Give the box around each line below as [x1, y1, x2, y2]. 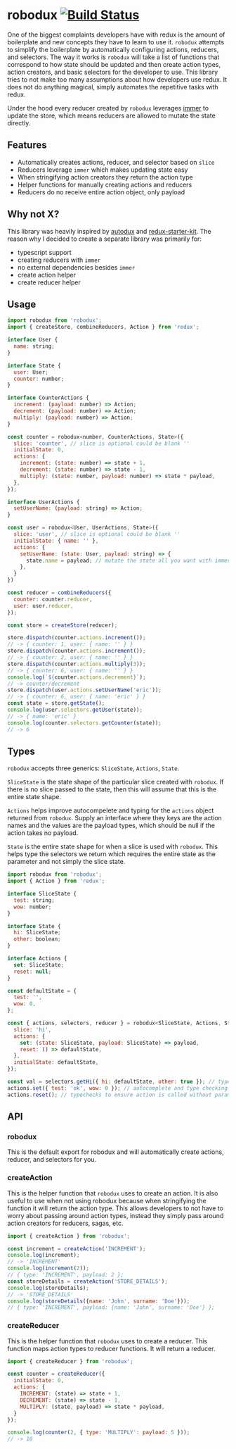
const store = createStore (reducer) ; [7, 622, 118, 629]
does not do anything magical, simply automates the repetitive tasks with [7, 82, 219, 91]
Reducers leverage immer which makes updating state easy [17, 165, 188, 174]
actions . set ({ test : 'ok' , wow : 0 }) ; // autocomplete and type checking [7, 1084, 228, 1091]
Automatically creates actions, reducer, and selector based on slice [17, 158, 215, 166]
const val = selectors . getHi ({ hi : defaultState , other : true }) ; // [7, 1078, 216, 1086]
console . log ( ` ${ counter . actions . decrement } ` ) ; [7, 673, 146, 681]
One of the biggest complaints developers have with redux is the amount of [7, 30, 225, 39]
